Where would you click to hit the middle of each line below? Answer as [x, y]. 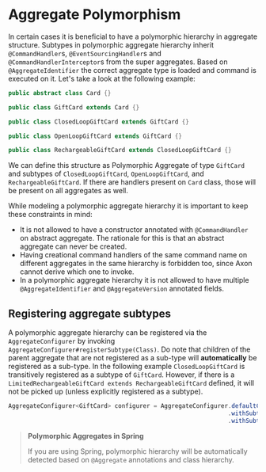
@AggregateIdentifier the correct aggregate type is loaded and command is [133, 70]
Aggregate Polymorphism [95, 15]
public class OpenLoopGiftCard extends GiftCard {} [95, 136]
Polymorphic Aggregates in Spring [85, 436]
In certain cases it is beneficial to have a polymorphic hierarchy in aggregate [133, 36]
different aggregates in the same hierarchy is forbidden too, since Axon [136, 264]
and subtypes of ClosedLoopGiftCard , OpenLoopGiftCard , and [106, 174]
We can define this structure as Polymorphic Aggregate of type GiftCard [127, 166]
